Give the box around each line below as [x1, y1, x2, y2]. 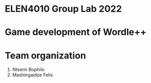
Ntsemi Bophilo [12, 67, 45, 73]
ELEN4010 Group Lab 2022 [5, 3, 122, 15]
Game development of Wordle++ [5, 26, 147, 38]
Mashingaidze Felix [12, 72, 53, 78]
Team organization [5, 49, 87, 61]
